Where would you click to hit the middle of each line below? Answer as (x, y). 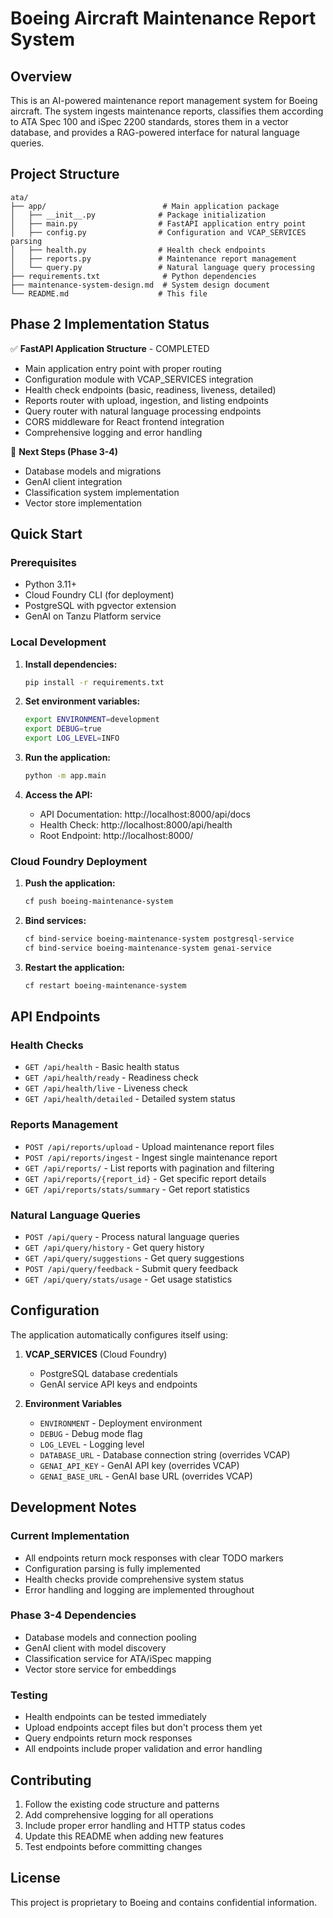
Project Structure (65, 174)
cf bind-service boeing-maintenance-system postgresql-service (159, 939)
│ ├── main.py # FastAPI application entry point (158, 223)
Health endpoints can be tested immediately (115, 1717)
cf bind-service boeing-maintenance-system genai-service (148, 948)
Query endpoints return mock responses (108, 1738)
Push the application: (70, 883)
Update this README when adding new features (124, 1836)
